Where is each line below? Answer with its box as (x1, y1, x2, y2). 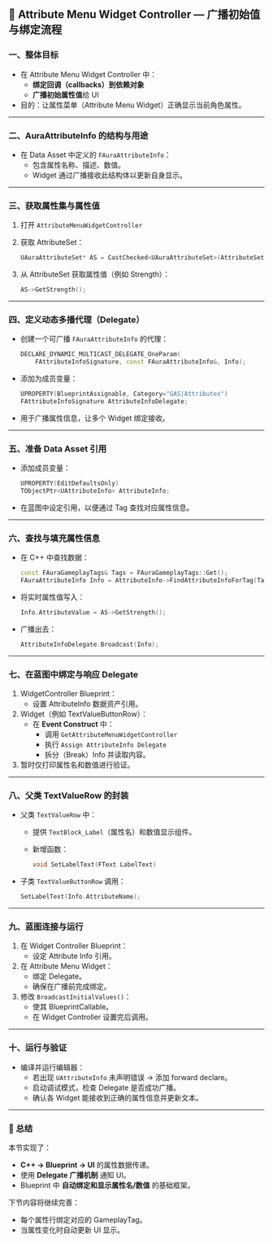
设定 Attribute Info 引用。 (32, 951, 116, 961)
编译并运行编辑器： (19, 1062, 85, 1072)
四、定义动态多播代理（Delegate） (8, 314, 145, 325)
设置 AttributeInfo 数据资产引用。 (32, 699, 143, 708)
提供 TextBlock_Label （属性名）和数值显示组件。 (32, 827, 197, 837)
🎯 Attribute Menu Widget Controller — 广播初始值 (8, 7, 261, 22)
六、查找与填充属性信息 (8, 532, 100, 543)
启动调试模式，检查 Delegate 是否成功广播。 (32, 1083, 181, 1092)
